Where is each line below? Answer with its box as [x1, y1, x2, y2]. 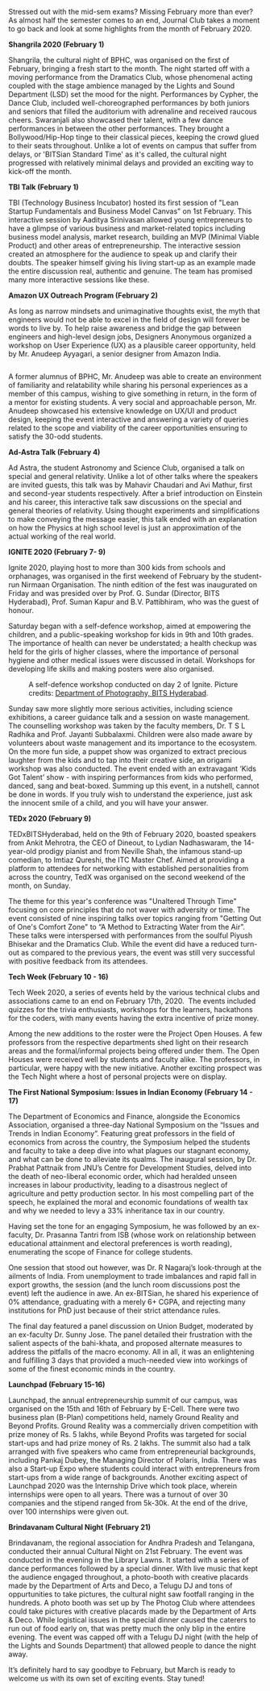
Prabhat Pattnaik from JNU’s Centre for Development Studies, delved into [8, 1163, 252, 1172]
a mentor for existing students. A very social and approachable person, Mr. [8, 398, 257, 406]
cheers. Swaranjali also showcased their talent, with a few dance [8, 115, 223, 124]
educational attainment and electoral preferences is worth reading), [8, 1239, 232, 1248]
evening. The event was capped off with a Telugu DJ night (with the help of [8, 1632, 259, 1642]
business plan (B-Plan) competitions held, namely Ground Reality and [8, 1413, 239, 1422]
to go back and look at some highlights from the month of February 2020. [8, 24, 252, 33]
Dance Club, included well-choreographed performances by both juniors [8, 98, 250, 107]
